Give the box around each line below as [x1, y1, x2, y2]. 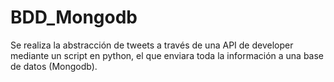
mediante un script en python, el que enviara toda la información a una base [10, 49, 325, 61]
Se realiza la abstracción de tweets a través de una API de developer [10, 39, 294, 51]
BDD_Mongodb [10, 6, 138, 29]
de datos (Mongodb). [10, 60, 98, 72]
